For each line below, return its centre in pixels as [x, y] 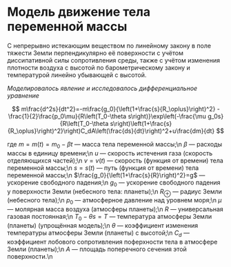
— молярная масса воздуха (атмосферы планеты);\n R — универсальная [115, 209]
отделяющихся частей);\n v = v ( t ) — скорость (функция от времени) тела [115, 160]
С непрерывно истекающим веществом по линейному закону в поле [109, 45]
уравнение [23, 95]
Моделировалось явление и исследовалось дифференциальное [102, 88]
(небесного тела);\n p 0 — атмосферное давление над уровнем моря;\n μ [114, 201]
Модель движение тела [79, 12]
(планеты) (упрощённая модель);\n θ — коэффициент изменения [103, 225]
